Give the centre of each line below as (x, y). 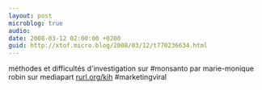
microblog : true (36, 23)
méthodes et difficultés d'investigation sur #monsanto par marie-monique (131, 68)
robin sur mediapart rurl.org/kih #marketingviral (88, 77)
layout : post (30, 16)
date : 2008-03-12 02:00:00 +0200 (65, 38)
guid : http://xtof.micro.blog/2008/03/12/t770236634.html (108, 46)
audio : (19, 31)
